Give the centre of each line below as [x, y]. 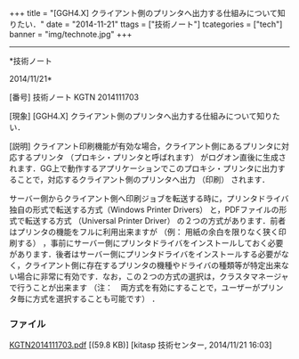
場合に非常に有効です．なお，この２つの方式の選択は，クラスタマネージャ [153, 276]
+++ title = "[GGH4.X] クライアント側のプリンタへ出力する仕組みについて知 [148, 13]
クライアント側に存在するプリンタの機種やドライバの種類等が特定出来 [153, 265]
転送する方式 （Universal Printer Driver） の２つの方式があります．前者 [155, 220]
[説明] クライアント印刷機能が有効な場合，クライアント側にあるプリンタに [145, 146]
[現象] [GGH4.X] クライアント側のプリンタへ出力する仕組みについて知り [141, 116]
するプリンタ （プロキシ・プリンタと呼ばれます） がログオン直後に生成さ [151, 157]
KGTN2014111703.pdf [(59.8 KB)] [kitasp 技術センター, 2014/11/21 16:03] [141, 345]
